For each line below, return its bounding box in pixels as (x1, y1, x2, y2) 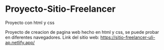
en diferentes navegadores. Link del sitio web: (5, 34, 99, 40)
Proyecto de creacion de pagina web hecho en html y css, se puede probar (5, 29, 160, 35)
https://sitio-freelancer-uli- (100, 34, 156, 40)
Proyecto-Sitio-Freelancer (5, 3, 116, 15)
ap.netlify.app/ (5, 39, 35, 45)
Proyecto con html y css (5, 20, 55, 25)
